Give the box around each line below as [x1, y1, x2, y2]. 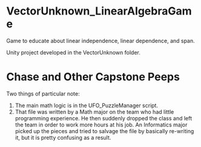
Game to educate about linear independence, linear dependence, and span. [6, 37, 195, 44]
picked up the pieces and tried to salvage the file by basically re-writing [15, 127, 194, 134]
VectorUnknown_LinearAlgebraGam [6, 4, 192, 18]
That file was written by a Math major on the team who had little [15, 108, 174, 116]
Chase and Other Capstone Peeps [6, 70, 180, 84]
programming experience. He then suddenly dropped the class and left [15, 114, 193, 122]
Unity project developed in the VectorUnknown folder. [6, 48, 141, 56]
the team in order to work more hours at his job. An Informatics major [15, 121, 188, 128]
